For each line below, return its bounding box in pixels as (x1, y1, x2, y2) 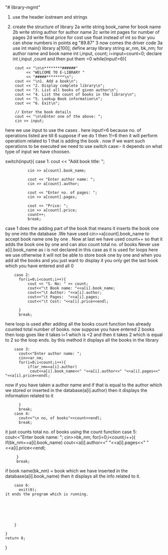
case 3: (14, 347, 30, 352)
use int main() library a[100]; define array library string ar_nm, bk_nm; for (12, 45, 163, 51)
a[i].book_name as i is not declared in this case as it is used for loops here (5, 247, 158, 253)
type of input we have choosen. (5, 148, 71, 154)
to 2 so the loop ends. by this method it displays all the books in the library (5, 337, 159, 343)
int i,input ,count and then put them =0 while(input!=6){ (12, 56, 127, 62)
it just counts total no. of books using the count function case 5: (5, 429, 137, 435)
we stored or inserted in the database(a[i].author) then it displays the (5, 387, 147, 393)
